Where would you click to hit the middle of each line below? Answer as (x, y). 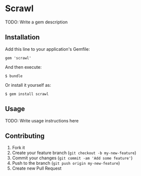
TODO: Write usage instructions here (42, 120)
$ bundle (14, 76)
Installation (22, 37)
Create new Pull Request (37, 168)
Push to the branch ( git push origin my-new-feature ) (66, 163)
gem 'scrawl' (18, 58)
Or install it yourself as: (28, 85)
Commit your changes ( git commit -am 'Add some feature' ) (72, 158)
